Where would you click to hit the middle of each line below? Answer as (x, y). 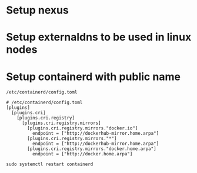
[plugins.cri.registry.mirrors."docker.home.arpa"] (92, 149)
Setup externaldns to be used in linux (99, 37)
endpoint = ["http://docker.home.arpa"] (82, 154)
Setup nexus (37, 10)
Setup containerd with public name (94, 76)
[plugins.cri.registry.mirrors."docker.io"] (83, 128)
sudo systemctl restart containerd (50, 164)
